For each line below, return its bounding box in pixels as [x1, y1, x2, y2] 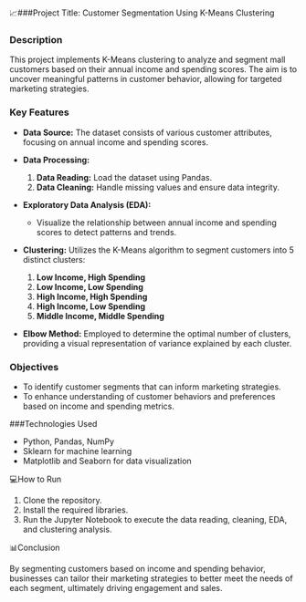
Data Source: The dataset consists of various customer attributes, [22, 127, 272, 138]
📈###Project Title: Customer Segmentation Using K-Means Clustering [9, 7, 275, 18]
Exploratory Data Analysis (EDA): [22, 199, 152, 210]
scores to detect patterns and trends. [36, 226, 177, 237]
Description [9, 33, 63, 46]
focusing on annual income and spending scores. [22, 136, 208, 148]
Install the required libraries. [22, 504, 129, 515]
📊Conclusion [9, 542, 61, 553]
